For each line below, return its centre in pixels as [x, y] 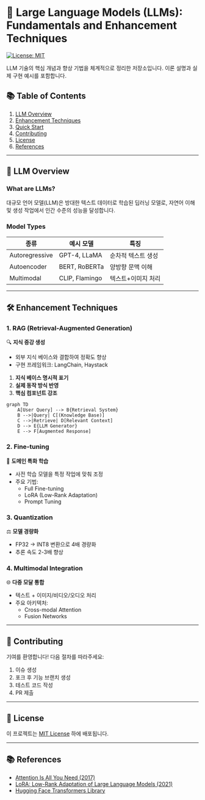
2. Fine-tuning [28, 447]
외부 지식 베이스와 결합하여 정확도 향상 [61, 357]
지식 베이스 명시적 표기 [42, 378]
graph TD [17, 405]
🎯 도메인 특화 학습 [27, 461]
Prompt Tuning [43, 502]
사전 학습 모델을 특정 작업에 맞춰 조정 [59, 474]
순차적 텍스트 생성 [134, 255]
